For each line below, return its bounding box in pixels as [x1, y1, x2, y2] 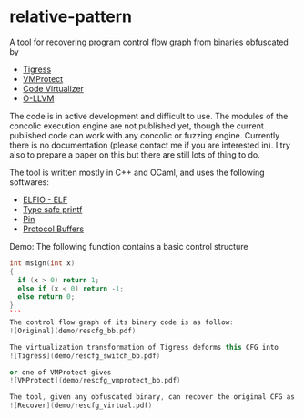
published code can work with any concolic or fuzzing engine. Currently [9, 129, 280, 140]
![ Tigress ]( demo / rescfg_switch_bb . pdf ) [9, 351, 161, 361]
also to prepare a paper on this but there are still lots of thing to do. [9, 148, 261, 160]
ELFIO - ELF [22, 194, 68, 205]
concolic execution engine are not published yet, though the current [9, 120, 264, 131]
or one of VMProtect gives [9, 367, 112, 377]
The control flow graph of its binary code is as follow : [9, 318, 234, 327]
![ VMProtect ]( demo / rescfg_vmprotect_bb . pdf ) [9, 376, 181, 385]
